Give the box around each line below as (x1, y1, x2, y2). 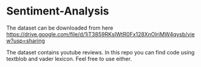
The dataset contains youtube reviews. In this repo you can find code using (6, 48, 195, 56)
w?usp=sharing (6, 37, 46, 44)
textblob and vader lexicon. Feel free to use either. (6, 55, 132, 62)
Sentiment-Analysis (6, 4, 109, 18)
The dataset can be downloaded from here (6, 24, 114, 31)
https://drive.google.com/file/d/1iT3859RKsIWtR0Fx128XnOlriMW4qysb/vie (6, 30, 196, 37)
